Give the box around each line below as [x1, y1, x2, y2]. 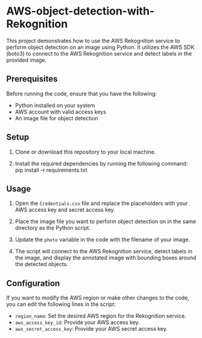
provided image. [6, 56, 47, 63]
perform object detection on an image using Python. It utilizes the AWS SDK [6, 44, 195, 51]
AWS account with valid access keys [14, 108, 107, 115]
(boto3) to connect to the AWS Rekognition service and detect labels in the [6, 50, 192, 57]
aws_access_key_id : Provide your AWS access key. [14, 319, 140, 326]
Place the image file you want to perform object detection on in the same [14, 218, 197, 225]
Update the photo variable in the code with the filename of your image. [14, 236, 190, 243]
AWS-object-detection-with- [6, 4, 155, 18]
